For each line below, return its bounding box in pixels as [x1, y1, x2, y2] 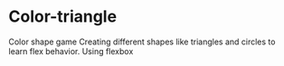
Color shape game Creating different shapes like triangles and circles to [8, 36, 276, 47]
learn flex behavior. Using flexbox [8, 45, 134, 56]
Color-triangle [8, 6, 118, 27]
